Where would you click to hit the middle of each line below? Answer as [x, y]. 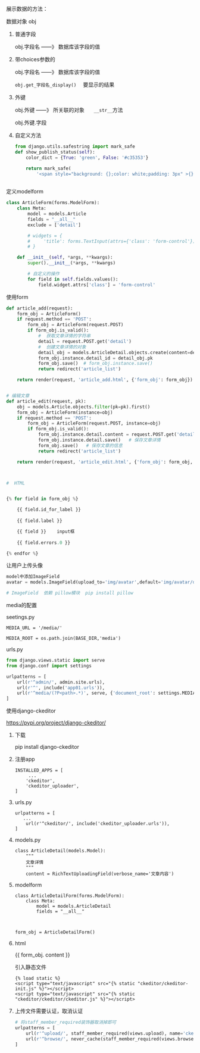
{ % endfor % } [22, 553]
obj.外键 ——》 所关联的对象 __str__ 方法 [69, 110]
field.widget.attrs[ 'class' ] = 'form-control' [97, 285]
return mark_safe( [49, 168]
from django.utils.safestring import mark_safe [75, 146]
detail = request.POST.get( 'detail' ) [85, 341]
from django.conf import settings [49, 665]
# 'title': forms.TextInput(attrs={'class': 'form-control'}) [112, 241]
